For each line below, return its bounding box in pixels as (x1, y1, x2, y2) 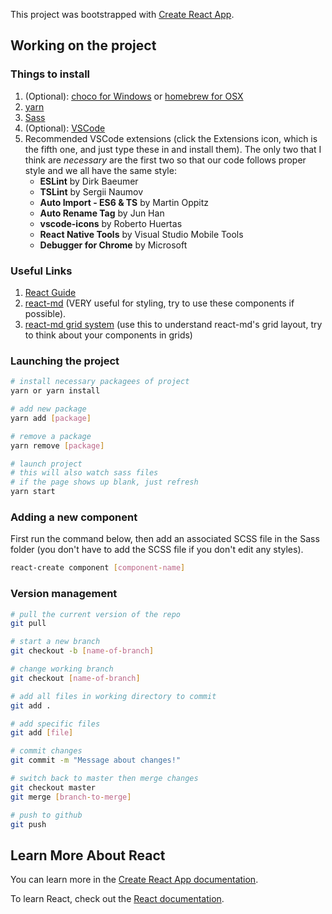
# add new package (10, 404, 87, 414)
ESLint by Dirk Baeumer (39, 175, 139, 187)
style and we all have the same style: (24, 164, 177, 176)
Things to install (10, 67, 91, 81)
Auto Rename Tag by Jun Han (39, 207, 165, 219)
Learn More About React (10, 847, 166, 864)
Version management (10, 587, 118, 601)
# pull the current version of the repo (10, 609, 182, 619)
